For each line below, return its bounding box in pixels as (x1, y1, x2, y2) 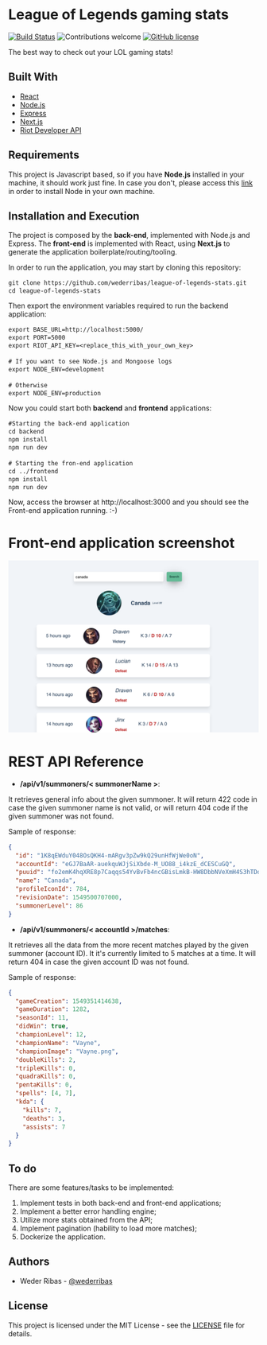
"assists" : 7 (22, 1123, 66, 1131)
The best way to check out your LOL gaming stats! (8, 47, 173, 56)
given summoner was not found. (8, 811, 114, 821)
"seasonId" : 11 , (15, 1014, 69, 1022)
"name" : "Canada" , (15, 877, 77, 884)
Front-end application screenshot (8, 534, 235, 552)
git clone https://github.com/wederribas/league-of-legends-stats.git (8, 279, 247, 287)
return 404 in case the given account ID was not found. (8, 957, 189, 966)
